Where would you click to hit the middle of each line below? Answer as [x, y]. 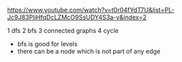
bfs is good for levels [47, 44]
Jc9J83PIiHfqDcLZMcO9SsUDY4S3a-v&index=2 [77, 17]
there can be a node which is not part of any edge [89, 51]
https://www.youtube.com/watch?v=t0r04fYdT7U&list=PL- [91, 10]
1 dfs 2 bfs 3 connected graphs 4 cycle [63, 31]
